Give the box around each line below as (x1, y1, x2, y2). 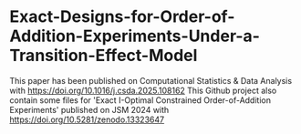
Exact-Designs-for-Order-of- (9, 6, 235, 27)
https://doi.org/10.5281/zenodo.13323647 (9, 114, 165, 125)
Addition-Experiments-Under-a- (9, 26, 260, 46)
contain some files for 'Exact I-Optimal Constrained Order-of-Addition (9, 94, 272, 106)
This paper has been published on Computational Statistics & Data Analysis (9, 75, 293, 86)
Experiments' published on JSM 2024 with (9, 104, 170, 115)
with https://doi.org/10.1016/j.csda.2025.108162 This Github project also (9, 85, 277, 96)
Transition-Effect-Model (9, 46, 198, 66)
